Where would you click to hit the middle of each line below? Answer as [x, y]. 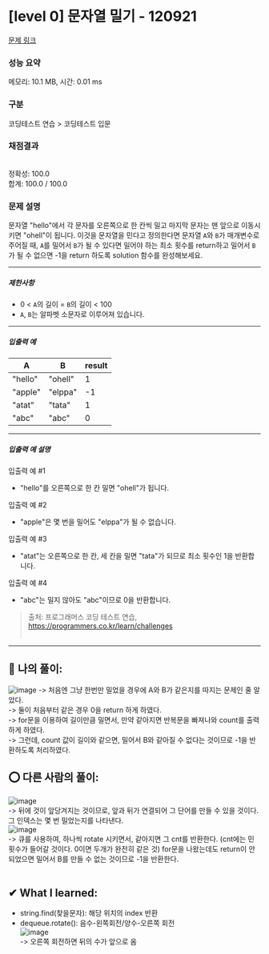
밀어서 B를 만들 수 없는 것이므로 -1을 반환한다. [107, 859]
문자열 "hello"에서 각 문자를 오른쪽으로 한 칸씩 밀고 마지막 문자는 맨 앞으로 [124, 226]
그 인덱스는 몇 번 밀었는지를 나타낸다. [66, 820]
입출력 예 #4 [28, 583]
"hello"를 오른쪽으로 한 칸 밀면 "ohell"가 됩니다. [94, 488]
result [96, 366]
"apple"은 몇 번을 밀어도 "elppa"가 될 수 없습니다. [98, 522]
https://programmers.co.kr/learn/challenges [100, 626]
